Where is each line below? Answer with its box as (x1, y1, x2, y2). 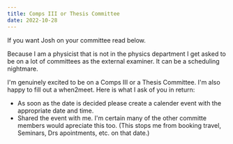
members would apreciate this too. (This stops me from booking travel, (17, 121, 222, 129)
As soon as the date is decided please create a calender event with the (17, 99, 222, 107)
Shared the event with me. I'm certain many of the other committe (17, 113, 207, 122)
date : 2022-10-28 (7, 17, 58, 24)
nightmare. (7, 64, 38, 73)
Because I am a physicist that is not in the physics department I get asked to (7, 50, 227, 58)
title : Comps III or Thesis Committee (7, 10, 120, 17)
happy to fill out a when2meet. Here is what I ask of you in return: (7, 85, 195, 94)
